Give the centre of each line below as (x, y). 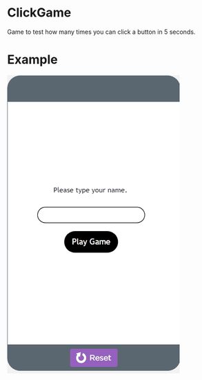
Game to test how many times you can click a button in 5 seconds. (101, 32)
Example (32, 60)
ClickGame (39, 13)
